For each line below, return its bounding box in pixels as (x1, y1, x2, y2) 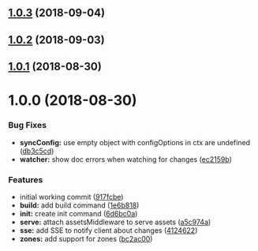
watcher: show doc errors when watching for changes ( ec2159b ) (19, 154, 233, 164)
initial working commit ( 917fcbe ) (19, 192, 124, 201)
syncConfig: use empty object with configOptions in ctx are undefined (19, 137, 251, 147)
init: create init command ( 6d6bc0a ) (19, 208, 138, 218)
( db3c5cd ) (19, 146, 54, 155)
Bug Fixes (8, 120, 47, 131)
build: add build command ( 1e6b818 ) (19, 200, 140, 210)
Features (8, 174, 43, 185)
